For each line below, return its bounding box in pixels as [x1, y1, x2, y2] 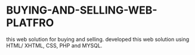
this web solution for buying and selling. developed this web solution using [6, 35, 190, 43]
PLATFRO [6, 16, 54, 30]
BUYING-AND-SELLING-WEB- [6, 4, 157, 17]
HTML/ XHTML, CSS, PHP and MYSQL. [6, 42, 103, 49]
